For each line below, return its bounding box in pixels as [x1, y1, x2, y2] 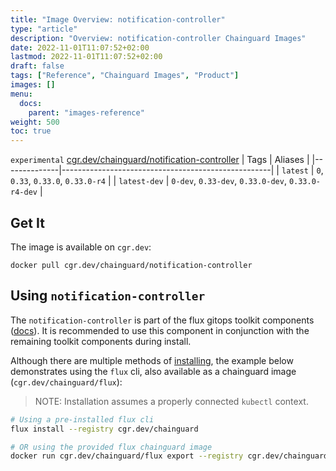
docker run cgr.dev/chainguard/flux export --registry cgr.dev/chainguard [10, 451, 329, 461]
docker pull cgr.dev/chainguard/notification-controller [10, 260, 253, 270]
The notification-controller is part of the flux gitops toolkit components [10, 314, 315, 326]
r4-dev [10, 187, 38, 198]
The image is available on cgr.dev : [10, 241, 152, 253]
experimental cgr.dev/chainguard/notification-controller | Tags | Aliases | [10, 154, 310, 166]
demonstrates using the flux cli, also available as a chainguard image [10, 365, 297, 377]
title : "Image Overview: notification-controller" [10, 14, 226, 25]
